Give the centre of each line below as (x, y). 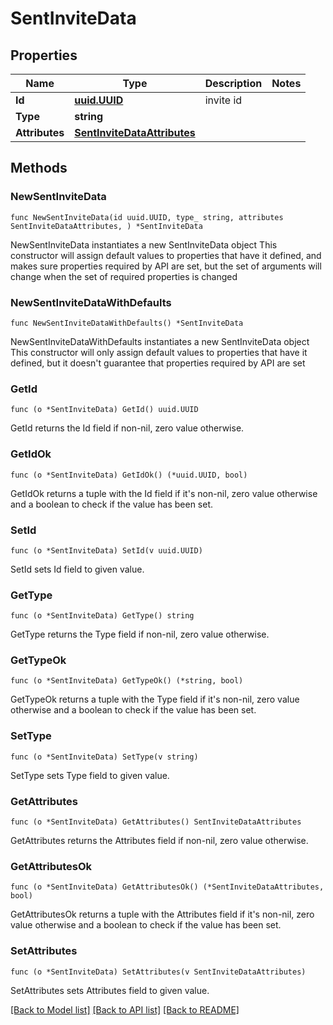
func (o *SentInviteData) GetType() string (102, 616)
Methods (39, 168)
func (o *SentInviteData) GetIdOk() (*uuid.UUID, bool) (129, 475)
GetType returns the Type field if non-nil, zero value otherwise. (140, 634)
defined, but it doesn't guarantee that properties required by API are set (158, 363)
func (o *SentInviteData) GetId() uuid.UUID (104, 410)
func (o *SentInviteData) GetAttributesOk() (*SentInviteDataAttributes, (167, 887)
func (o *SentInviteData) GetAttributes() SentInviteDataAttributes (156, 822)
